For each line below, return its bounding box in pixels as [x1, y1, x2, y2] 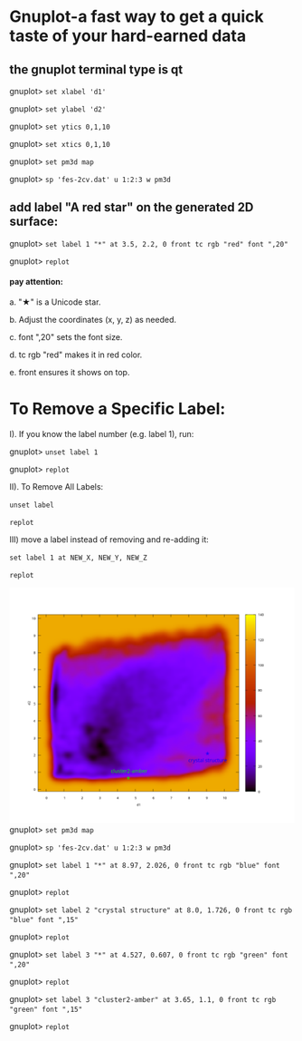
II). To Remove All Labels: [9, 481, 104, 491]
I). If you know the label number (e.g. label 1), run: [9, 428, 194, 439]
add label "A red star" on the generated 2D [9, 199, 254, 215]
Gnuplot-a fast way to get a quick [9, 6, 264, 27]
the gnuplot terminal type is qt [9, 62, 184, 77]
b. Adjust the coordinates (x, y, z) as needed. [9, 315, 177, 326]
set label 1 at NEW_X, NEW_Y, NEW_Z [9, 553, 147, 562]
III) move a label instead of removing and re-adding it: [9, 533, 210, 545]
